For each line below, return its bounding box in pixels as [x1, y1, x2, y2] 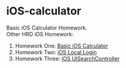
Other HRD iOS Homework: [6, 30, 74, 37]
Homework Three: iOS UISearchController [15, 55, 120, 62]
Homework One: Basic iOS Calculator [15, 42, 108, 49]
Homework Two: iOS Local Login [15, 48, 97, 55]
